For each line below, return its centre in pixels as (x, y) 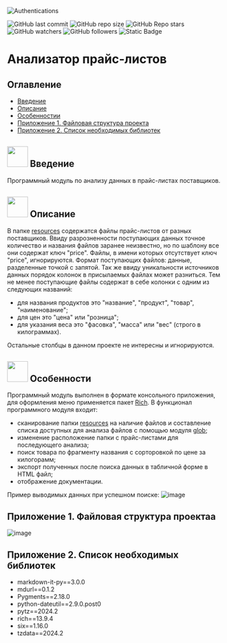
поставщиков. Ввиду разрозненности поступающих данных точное (106, 238)
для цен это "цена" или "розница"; (68, 317)
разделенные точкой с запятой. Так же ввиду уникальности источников (113, 267)
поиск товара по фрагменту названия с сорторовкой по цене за (111, 453)
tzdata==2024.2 (40, 633)
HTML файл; (35, 475)
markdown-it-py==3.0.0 (51, 582)
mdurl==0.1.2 (36, 589)
